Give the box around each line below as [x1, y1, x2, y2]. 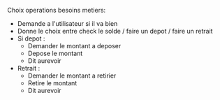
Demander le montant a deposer [27, 42, 122, 50]
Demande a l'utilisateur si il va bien [17, 20, 118, 27]
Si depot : [17, 34, 45, 43]
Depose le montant [27, 49, 83, 57]
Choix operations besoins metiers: [7, 6, 106, 14]
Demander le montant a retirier [27, 71, 117, 80]
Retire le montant [27, 79, 78, 87]
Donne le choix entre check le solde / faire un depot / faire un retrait [17, 27, 213, 35]
